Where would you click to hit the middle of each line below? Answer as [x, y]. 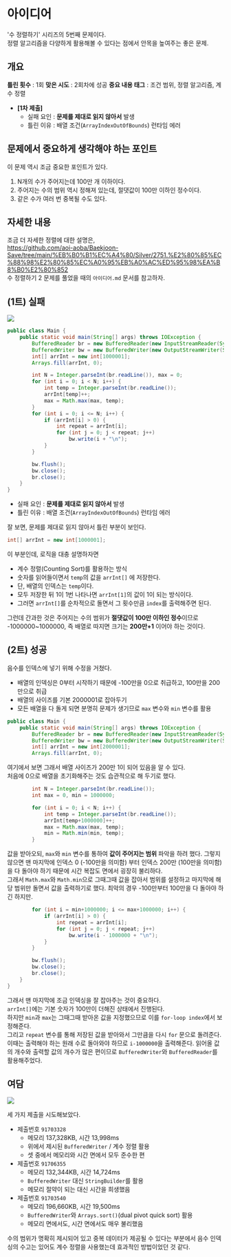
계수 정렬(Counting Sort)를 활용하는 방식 [72, 569]
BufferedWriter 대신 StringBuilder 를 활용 [86, 1181]
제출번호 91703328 [42, 1129]
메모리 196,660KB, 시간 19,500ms [74, 1207]
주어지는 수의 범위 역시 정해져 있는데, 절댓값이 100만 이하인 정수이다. [109, 190]
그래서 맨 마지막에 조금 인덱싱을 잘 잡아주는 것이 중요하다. [84, 1000]
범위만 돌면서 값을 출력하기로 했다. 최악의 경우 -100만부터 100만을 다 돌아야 [115, 888]
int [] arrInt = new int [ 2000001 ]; [81, 747]
